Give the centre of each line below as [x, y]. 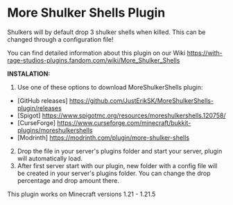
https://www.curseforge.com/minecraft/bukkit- [124, 122]
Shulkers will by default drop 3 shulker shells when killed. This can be [106, 32]
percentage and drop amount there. [68, 180]
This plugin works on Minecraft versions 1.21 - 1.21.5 [81, 194]
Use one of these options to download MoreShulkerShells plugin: [110, 87]
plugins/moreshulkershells [55, 130]
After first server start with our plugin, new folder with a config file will [117, 165]
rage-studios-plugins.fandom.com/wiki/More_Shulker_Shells [94, 60]
